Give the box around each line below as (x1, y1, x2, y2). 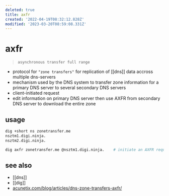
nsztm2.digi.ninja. (5, 138, 46, 143)
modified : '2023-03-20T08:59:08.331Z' (5, 21, 87, 27)
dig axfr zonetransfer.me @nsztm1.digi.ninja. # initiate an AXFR (5, 147, 154, 152)
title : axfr (5, 12, 30, 17)
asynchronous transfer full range (17, 60, 90, 65)
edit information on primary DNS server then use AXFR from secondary (12, 95, 160, 101)
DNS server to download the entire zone (12, 101, 96, 107)
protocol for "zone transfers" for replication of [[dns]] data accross (12, 69, 153, 75)
